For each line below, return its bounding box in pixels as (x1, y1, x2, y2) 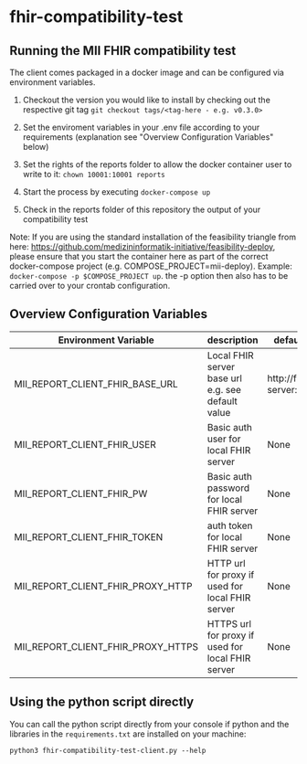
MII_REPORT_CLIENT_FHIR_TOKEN (14, 530, 164, 543)
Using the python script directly (9, 695, 195, 710)
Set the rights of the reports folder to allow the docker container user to (22, 159, 292, 170)
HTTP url (206, 557, 246, 569)
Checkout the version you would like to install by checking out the (22, 94, 271, 105)
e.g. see (206, 383, 242, 396)
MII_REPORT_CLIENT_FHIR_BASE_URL (14, 377, 178, 390)
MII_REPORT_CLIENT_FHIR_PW (14, 487, 148, 500)
